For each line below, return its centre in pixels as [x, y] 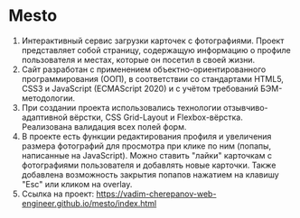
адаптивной [45, 117]
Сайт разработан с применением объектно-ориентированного [144, 69]
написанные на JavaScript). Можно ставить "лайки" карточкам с [147, 155]
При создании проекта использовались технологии [122, 107]
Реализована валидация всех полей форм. [104, 126]
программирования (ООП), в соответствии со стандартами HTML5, [152, 78]
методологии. [48, 98]
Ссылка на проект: [58, 194]
